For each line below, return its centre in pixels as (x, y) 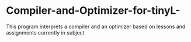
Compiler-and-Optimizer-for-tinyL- (93, 11)
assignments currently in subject (45, 32)
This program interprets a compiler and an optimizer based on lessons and (96, 26)
